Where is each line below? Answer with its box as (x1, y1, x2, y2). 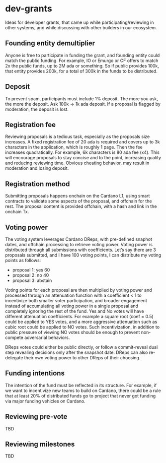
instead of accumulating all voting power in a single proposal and (5, 303, 138, 309)
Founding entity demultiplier (5, 39, 95, 48)
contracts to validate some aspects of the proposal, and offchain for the (5, 198, 152, 204)
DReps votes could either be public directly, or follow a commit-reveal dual (5, 344, 158, 350)
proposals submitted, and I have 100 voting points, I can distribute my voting (5, 252, 162, 258)
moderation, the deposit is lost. (5, 106, 69, 112)
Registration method (5, 180, 70, 188)
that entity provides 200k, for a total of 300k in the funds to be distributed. (5, 68, 158, 74)
